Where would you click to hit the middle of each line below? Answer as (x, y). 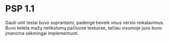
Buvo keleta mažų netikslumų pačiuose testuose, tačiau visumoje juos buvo (84, 27)
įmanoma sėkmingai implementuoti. (42, 33)
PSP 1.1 (20, 9)
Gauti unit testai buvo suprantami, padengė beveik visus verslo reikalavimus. (85, 22)
